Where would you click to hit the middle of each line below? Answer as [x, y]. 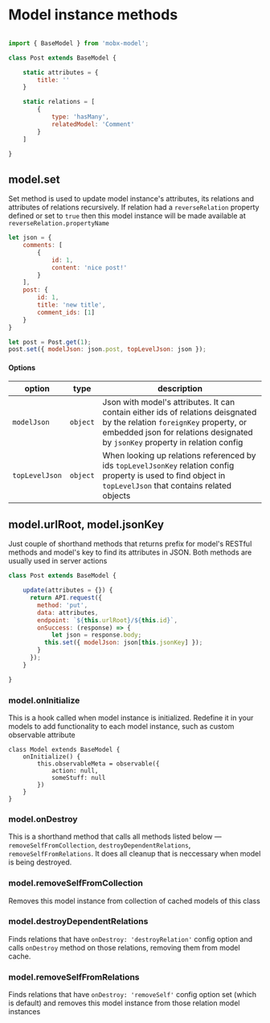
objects [117, 496]
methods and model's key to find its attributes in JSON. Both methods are [130, 552]
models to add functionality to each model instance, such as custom [121, 726]
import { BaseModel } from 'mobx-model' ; [79, 43]
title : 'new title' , [72, 305]
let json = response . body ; [96, 635]
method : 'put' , [63, 605]
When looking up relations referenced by [179, 456]
